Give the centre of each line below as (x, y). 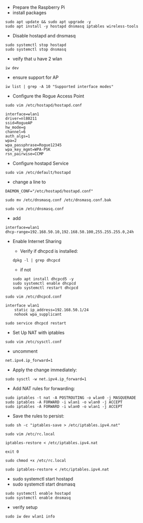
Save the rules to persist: (38, 416)
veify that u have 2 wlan (37, 59)
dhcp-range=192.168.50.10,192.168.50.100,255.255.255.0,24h (70, 232)
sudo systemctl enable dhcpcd (44, 283)
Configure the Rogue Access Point (48, 96)
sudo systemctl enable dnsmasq (38, 498)
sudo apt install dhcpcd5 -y (43, 279)
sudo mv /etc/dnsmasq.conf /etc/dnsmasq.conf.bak (58, 200)
